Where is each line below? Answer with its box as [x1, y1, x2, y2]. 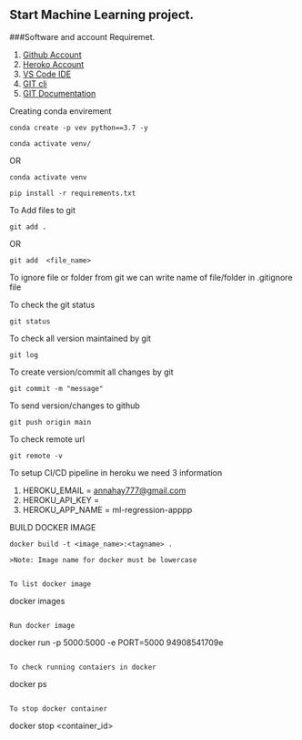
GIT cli [22, 77, 47, 89]
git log [9, 350, 39, 359]
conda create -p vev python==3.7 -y [9, 123, 148, 132]
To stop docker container [9, 704, 107, 714]
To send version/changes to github [9, 400, 141, 411]
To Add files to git [9, 204, 75, 215]
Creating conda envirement [9, 105, 112, 117]
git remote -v [9, 451, 64, 460]
